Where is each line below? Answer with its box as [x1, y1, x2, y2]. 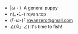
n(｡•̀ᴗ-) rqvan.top [9, 11, 46, 17]
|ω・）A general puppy [9, 5, 58, 10]
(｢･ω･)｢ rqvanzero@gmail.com [9, 17, 73, 23]
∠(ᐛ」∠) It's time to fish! [9, 23, 62, 29]
